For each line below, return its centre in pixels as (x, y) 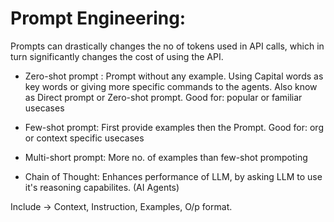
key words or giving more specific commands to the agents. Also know (171, 86)
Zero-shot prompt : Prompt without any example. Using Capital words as (174, 76)
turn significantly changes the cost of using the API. (117, 56)
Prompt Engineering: (98, 18)
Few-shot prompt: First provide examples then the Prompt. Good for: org (174, 127)
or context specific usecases (84, 138)
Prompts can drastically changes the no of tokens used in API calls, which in (167, 46)
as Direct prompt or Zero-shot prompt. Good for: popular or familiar (163, 97)
